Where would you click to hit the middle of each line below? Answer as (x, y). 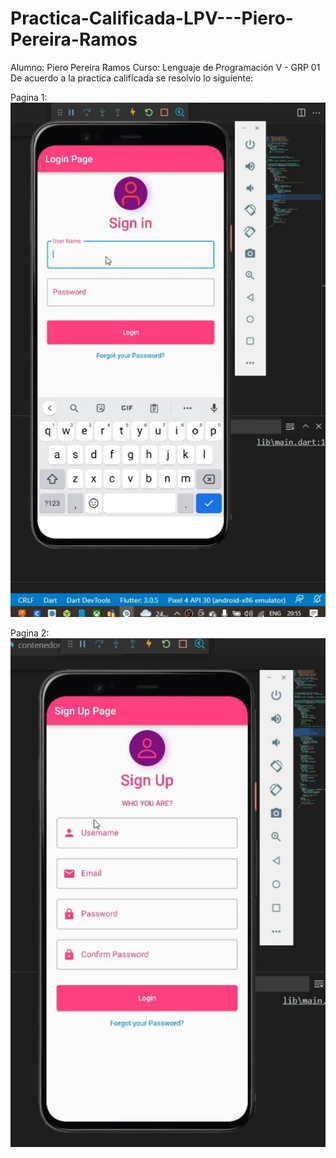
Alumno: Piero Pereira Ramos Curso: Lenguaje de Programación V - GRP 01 (165, 67)
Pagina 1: (29, 97)
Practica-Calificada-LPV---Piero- (152, 18)
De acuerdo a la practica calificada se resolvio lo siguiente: (132, 78)
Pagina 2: (30, 633)
